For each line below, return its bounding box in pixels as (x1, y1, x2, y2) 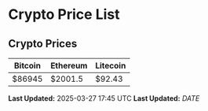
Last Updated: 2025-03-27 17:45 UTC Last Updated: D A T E (8, 94, 200, 103)
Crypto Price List (8, 6, 120, 24)
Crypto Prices (8, 37, 78, 50)
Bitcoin (13, 61, 42, 71)
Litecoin (95, 61, 126, 71)
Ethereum (50, 61, 88, 71)
